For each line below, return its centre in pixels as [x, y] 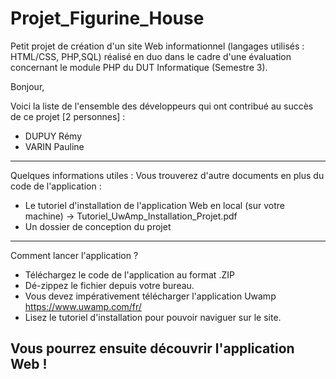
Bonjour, [27, 86]
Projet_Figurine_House [107, 18]
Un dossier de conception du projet [98, 226]
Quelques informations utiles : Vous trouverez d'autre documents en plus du [167, 175]
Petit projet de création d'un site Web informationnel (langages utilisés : [157, 46]
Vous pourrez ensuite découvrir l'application [152, 348]
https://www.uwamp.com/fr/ [83, 306]
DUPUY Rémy [53, 136]
